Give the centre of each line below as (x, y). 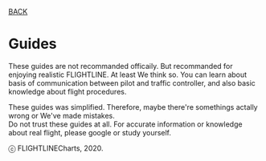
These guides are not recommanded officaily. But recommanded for (121, 66)
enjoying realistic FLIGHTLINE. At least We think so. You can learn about (128, 74)
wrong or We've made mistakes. (61, 115)
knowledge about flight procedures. (68, 91)
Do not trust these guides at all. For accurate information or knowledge (125, 124)
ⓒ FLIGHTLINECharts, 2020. (56, 148)
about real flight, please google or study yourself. (90, 132)
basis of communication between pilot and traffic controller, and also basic (132, 83)
